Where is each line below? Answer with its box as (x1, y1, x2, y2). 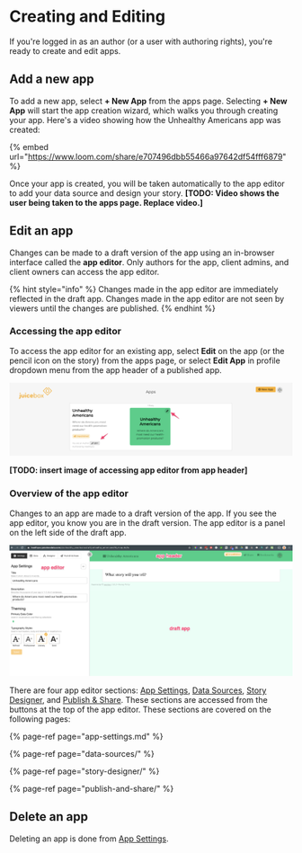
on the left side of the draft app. (9, 527, 128, 538)
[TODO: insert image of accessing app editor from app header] (9, 465, 248, 475)
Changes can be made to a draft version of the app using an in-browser (9, 247, 275, 258)
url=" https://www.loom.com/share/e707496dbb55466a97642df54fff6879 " (9, 151, 287, 162)
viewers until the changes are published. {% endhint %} (9, 303, 216, 314)
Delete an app (9, 809, 88, 824)
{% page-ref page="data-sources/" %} (9, 749, 155, 760)
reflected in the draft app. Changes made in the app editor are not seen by (9, 293, 285, 304)
